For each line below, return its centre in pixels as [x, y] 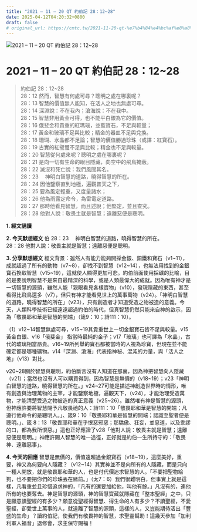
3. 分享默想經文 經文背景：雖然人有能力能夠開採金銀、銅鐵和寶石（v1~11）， [97, 258]
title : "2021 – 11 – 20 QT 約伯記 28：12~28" [61, 11]
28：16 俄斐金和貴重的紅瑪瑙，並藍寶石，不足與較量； [86, 125]
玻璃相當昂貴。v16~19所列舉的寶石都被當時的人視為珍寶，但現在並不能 [102, 344]
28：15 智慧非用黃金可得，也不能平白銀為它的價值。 [83, 118]
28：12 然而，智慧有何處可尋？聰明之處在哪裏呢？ [81, 96]
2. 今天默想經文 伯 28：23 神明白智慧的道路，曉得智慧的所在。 [84, 238]
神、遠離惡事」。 [26, 445]
